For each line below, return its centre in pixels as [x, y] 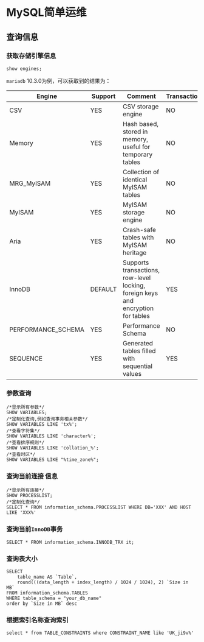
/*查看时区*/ [21, 454]
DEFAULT [104, 289]
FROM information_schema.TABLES [47, 593]
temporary [138, 154]
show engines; [24, 69]
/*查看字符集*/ [23, 431]
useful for [136, 147]
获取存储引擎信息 [31, 55]
